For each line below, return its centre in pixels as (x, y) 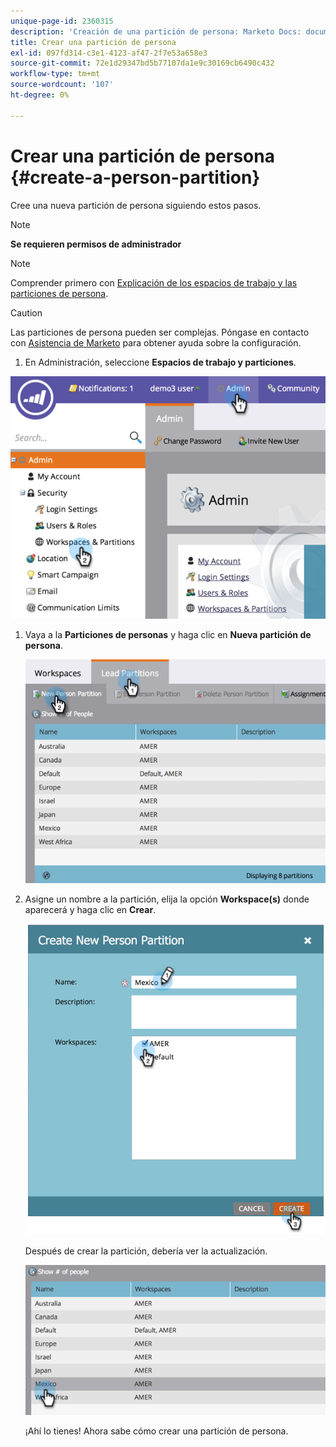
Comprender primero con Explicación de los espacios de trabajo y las (154, 282)
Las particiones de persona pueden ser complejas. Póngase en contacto (160, 332)
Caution (26, 312)
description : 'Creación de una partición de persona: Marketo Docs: (156, 31)
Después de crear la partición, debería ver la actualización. (146, 1251)
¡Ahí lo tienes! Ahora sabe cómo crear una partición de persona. (156, 1431)
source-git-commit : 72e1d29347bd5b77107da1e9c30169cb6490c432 (142, 63)
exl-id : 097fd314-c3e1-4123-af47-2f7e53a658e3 (109, 53)
